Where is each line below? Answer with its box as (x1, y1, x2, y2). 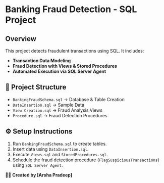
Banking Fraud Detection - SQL (5, 4, 137, 15)
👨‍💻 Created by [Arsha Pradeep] (5, 172, 72, 178)
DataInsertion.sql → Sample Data (12, 102, 85, 108)
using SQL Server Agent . (12, 162, 63, 168)
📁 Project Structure (5, 83, 67, 91)
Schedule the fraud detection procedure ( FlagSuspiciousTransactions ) (12, 157, 160, 163)
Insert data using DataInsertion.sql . (12, 146, 89, 152)
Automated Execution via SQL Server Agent (12, 68, 106, 74)
